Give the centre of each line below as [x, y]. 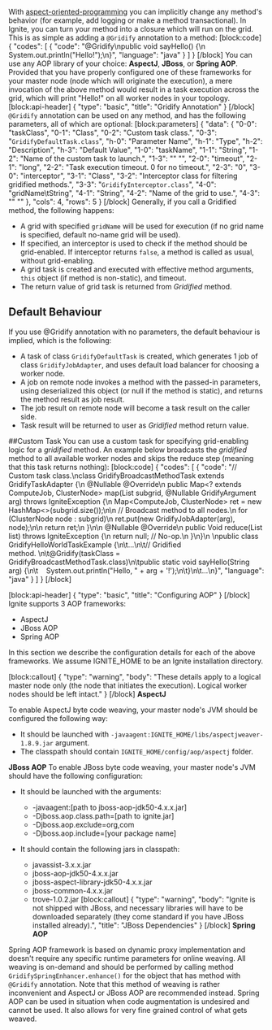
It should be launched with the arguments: [91, 791]
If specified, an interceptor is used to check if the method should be [134, 243]
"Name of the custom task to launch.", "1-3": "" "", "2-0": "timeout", [132, 159]
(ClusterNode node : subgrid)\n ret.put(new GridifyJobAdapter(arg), [122, 519]
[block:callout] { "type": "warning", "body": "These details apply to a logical [135, 676]
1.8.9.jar [37, 743]
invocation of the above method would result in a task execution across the [134, 89]
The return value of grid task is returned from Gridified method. [126, 287]
